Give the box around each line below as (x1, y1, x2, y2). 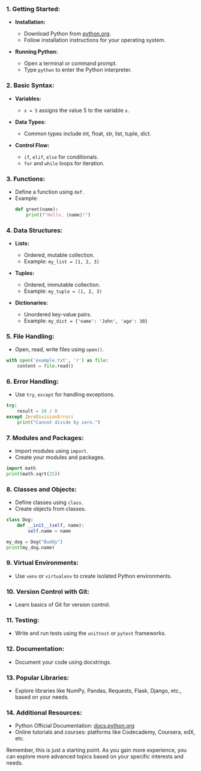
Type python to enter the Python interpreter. (23, 66, 132, 73)
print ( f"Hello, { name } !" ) (26, 212, 91, 218)
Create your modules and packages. (14, 453, 105, 461)
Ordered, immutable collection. (23, 281, 101, 288)
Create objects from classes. (14, 505, 86, 512)
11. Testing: (6, 616, 40, 624)
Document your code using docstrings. (14, 658, 112, 666)
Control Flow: (14, 141, 50, 149)
